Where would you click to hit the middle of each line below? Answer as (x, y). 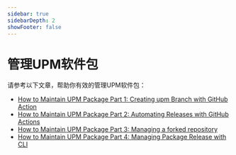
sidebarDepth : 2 (31, 21)
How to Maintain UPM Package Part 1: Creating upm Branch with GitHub (123, 99)
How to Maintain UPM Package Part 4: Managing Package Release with (122, 137)
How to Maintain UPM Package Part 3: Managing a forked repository (118, 130)
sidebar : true (28, 14)
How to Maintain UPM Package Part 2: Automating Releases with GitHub (123, 115)
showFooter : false (34, 27)
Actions (29, 122)
